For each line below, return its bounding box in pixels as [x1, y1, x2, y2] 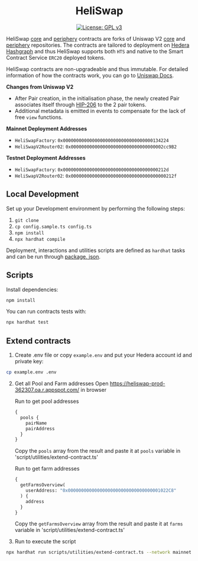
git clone [14, 217, 40, 223]
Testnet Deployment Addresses [6, 154, 86, 161]
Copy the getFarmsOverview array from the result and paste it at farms [14, 520, 183, 527]
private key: [14, 358, 44, 365]
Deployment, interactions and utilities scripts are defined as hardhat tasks [6, 247, 185, 254]
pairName [25, 420, 47, 426]
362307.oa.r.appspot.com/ [14, 386, 80, 393]
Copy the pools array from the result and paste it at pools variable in [14, 447, 181, 454]
